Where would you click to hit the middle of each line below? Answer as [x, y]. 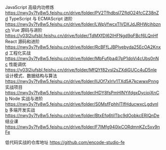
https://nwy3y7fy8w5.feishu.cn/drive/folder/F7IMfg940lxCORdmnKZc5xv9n [83, 127]
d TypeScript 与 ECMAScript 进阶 [39, 19]
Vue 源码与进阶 [27, 30]
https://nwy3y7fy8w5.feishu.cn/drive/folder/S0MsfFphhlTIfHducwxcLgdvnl [82, 104]
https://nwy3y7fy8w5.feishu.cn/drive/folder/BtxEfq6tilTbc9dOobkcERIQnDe [82, 115]
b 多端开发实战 [20, 110]
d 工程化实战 [18, 53]
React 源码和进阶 [22, 41]
